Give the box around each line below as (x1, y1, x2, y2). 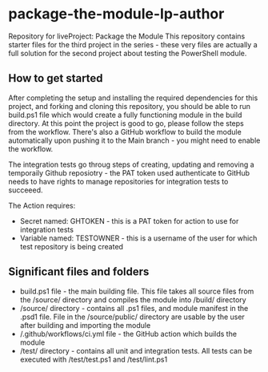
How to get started (8, 71, 103, 85)
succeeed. (8, 185, 43, 195)
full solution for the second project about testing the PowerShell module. (8, 48, 247, 58)
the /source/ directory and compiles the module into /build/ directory (19, 294, 246, 305)
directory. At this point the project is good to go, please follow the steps (8, 118, 244, 128)
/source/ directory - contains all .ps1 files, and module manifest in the (19, 303, 249, 313)
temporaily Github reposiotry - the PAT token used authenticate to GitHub (8, 168, 250, 177)
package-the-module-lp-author (8, 5, 225, 23)
